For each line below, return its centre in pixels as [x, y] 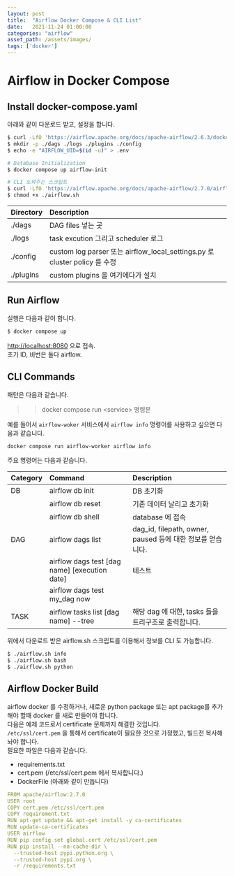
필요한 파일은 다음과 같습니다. [47, 750]
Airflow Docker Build [53, 689]
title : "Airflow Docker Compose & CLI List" [74, 20]
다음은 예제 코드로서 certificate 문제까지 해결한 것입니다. [84, 724]
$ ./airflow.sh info [37, 654]
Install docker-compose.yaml [72, 107]
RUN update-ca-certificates [48, 827]
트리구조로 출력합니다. [166, 622]
